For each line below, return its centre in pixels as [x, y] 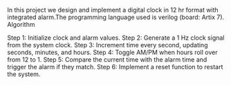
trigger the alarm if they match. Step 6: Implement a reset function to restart [115, 67]
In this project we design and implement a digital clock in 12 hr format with [113, 10]
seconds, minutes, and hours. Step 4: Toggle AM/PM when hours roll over [112, 52]
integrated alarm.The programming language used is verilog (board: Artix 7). [116, 17]
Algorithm [21, 24]
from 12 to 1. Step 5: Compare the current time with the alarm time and [107, 60]
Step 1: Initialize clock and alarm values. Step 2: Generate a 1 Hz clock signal [116, 38]
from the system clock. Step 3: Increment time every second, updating [108, 45]
